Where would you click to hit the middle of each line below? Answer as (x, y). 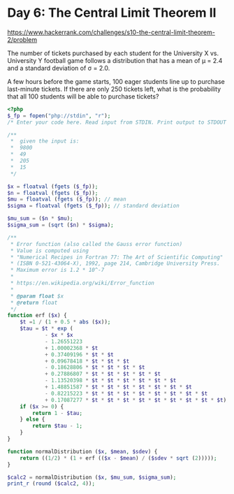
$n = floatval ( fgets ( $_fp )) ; (53, 193)
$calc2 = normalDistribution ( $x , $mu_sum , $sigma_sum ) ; (92, 477)
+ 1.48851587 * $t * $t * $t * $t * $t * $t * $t (118, 387)
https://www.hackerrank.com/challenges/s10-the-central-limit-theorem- (111, 32)
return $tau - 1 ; (57, 426)
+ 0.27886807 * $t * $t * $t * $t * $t (103, 374)
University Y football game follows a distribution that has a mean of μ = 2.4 (115, 60)
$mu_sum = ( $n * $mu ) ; (40, 219)
